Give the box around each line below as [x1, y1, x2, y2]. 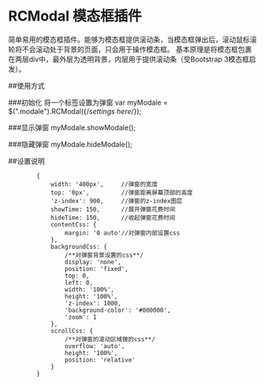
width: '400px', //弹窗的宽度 [50, 180, 158, 188]
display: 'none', [64, 257, 122, 266]
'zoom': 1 [64, 313, 97, 321]
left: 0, [64, 279, 93, 287]
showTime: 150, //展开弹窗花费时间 [50, 205, 176, 213]
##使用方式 [8, 80, 45, 91]
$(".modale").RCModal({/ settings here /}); [8, 106, 142, 116]
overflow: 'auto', [64, 342, 125, 350]
